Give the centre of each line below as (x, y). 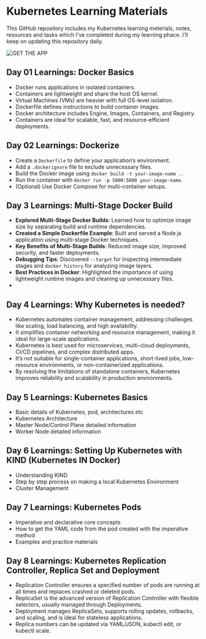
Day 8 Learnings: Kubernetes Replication (86, 561)
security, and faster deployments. (58, 253)
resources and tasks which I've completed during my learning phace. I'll (97, 34)
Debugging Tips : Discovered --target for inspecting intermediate (98, 259)
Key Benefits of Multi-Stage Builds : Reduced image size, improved (101, 246)
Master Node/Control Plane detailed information (76, 425)
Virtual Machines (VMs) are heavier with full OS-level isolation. (94, 100)
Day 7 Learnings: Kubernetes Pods (74, 508)
